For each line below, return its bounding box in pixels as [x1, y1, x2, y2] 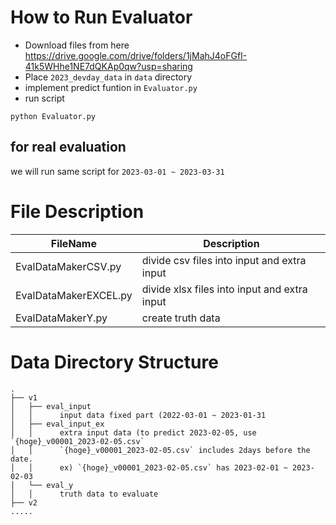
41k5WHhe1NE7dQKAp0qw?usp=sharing [24, 60, 193, 72]
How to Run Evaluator [10, 6, 193, 29]
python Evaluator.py [10, 111, 97, 121]
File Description [10, 200, 145, 223]
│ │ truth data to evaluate [10, 489, 159, 499]
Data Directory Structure [10, 351, 219, 373]
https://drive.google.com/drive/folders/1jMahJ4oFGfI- [24, 49, 248, 61]
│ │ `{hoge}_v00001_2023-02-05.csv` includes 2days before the [10, 445, 311, 455]
